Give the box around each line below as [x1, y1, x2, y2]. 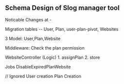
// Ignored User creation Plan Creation [5, 73, 82, 79]
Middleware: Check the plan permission [5, 45, 85, 50]
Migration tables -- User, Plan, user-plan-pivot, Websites [5, 26, 119, 32]
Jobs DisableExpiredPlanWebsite [5, 64, 71, 69]
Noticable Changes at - [5, 17, 52, 22]
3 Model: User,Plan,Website [5, 35, 61, 41]
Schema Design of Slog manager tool [5, 4, 120, 12]
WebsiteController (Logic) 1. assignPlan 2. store [5, 54, 100, 60]
